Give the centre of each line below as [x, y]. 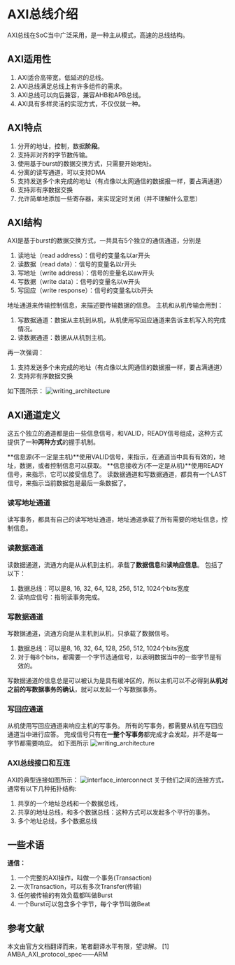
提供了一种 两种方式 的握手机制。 [53, 442]
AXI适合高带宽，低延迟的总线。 [62, 77]
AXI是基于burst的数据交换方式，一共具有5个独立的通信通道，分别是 [104, 241]
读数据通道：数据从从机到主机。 [63, 338]
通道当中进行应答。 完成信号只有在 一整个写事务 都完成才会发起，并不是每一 [115, 734]
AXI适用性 [29, 59]
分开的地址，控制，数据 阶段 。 [60, 146]
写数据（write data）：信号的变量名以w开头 [79, 282]
